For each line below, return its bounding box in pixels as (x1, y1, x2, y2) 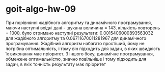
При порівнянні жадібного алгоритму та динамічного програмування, (5, 20, 152, 25)
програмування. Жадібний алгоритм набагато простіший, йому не (5, 40, 145, 46)
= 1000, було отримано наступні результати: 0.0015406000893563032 (5, 30, 154, 36)
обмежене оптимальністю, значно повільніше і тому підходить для (5, 56, 146, 62)
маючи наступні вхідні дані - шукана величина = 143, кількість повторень (5, 24, 160, 30)
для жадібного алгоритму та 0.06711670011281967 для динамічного (5, 35, 147, 41)
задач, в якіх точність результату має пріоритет (5, 61, 106, 67)
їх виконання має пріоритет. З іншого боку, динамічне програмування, (5, 50, 154, 57)
